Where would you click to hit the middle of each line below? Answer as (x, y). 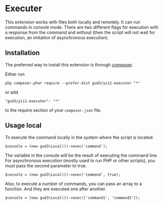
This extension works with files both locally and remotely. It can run (72, 22)
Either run (15, 74)
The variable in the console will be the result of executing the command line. (81, 155)
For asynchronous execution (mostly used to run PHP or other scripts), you (80, 160)
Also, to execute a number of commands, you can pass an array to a (73, 184)
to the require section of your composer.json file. (53, 110)
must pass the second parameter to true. (46, 165)
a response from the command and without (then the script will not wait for (80, 32)
